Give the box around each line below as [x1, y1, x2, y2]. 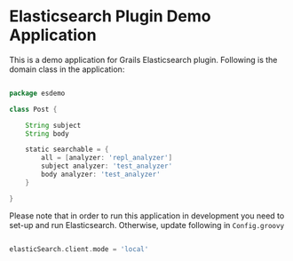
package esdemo [9, 89, 66, 98]
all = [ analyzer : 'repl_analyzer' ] [41, 154, 173, 162]
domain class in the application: [9, 64, 125, 75]
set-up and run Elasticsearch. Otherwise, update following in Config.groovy [9, 219, 285, 230]
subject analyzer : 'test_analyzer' [41, 162, 173, 170]
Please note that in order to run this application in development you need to [9, 210, 285, 221]
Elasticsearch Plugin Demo [9, 6, 211, 27]
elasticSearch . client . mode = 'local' [9, 244, 149, 254]
